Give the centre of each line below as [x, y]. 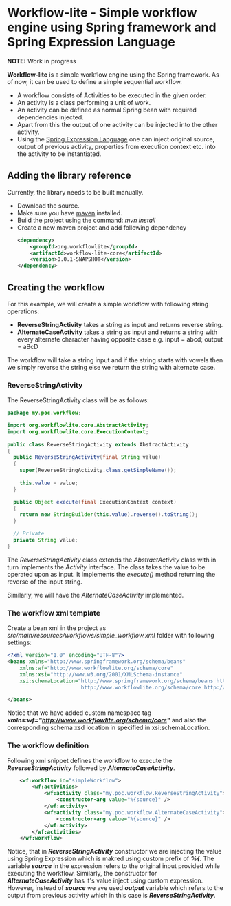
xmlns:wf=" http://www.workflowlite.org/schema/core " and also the [107, 720]
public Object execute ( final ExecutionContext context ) [95, 502]
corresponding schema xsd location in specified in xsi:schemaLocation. [109, 728]
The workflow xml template [54, 613]
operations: [23, 311]
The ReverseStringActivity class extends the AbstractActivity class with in [112, 560]
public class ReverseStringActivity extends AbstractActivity [98, 444]
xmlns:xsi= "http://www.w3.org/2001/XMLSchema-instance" [101, 674]
